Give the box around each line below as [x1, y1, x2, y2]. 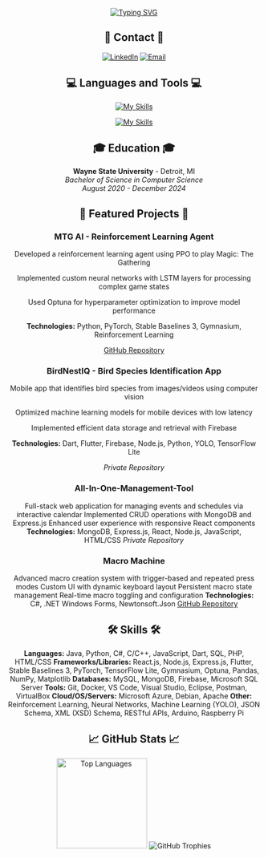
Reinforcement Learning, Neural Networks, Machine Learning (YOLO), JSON [7, 699, 261, 709]
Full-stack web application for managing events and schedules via [24, 501, 244, 511]
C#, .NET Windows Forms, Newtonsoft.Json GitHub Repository [30, 599, 238, 609]
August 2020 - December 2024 [82, 184, 186, 193]
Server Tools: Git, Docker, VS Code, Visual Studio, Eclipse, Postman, [20, 682, 248, 692]
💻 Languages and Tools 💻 [66, 76, 202, 90]
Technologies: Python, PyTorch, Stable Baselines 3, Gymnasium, [26, 322, 242, 331]
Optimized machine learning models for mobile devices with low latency [14, 407, 254, 417]
